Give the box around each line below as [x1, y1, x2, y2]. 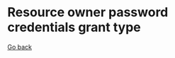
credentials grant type [7, 19, 141, 35]
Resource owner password [7, 4, 169, 21]
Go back [7, 42, 33, 51]
